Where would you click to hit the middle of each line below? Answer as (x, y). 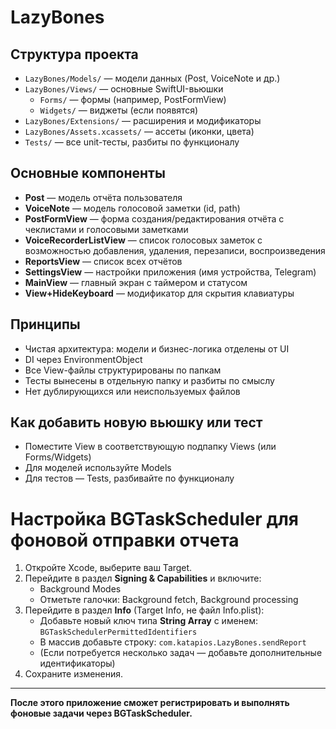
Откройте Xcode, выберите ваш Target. (108, 568)
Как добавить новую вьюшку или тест (136, 422)
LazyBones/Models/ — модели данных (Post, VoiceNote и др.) (152, 78)
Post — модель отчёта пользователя (103, 197)
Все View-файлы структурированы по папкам (123, 370)
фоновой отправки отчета (125, 540)
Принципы (45, 324)
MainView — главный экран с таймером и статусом (136, 282)
